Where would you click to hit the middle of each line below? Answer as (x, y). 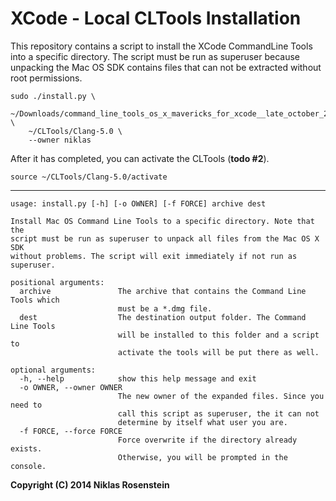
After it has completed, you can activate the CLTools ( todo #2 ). (140, 158)
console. (28, 466)
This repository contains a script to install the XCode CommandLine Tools (161, 46)
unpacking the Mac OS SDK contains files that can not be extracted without (166, 67)
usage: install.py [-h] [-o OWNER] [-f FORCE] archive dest (138, 203)
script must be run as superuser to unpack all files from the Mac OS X (165, 238)
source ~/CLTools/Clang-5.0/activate (89, 177)
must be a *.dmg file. (165, 308)
